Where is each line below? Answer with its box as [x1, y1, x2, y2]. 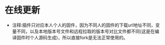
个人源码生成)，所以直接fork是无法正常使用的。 [29, 34, 128, 40]
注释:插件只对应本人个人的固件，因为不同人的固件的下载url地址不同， [12, 22, 155, 28]
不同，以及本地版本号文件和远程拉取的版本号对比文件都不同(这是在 [16, 28, 155, 34]
